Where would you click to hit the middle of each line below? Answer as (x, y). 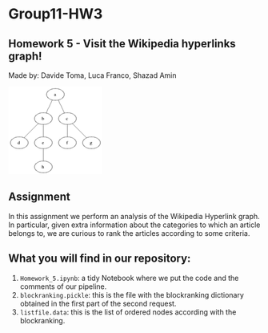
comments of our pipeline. (63, 286)
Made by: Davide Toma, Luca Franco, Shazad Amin (92, 75)
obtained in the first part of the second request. (98, 303)
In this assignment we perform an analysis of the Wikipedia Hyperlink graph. (134, 216)
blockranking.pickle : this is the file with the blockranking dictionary (132, 294)
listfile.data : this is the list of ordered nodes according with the (128, 312)
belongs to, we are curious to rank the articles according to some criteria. (129, 233)
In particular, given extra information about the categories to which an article (134, 225)
